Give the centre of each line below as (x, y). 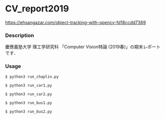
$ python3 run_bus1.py (29, 103)
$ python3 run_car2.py (29, 94)
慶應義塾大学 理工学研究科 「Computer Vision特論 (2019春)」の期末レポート (83, 47)
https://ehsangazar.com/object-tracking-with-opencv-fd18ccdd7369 (76, 22)
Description (20, 35)
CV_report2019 (37, 9)
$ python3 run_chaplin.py (32, 77)
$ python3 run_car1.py (29, 85)
